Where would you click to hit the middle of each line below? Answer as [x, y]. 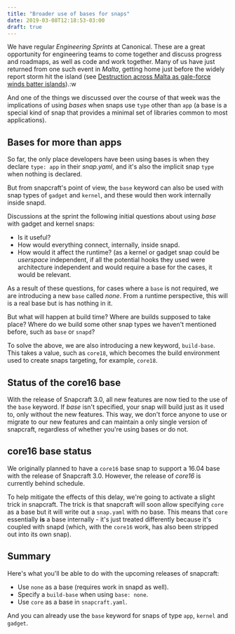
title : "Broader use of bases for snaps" [69, 14]
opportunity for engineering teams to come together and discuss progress [115, 54]
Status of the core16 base [64, 383]
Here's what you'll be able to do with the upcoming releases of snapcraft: [113, 573]
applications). [27, 120]
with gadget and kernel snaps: [51, 224]
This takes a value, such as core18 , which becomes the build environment [114, 353]
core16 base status [49, 452]
